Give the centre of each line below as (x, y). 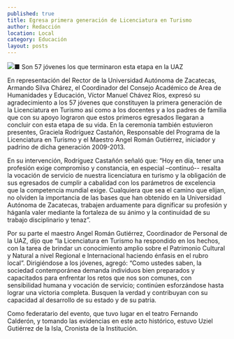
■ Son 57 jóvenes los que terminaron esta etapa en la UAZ (99, 67)
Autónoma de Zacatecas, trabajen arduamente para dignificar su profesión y (117, 205)
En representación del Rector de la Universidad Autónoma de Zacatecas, (112, 80)
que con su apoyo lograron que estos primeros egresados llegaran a (106, 117)
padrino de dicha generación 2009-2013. (66, 147)
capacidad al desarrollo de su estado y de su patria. (82, 300)
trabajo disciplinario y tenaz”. (49, 220)
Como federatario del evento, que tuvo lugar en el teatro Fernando (103, 314)
